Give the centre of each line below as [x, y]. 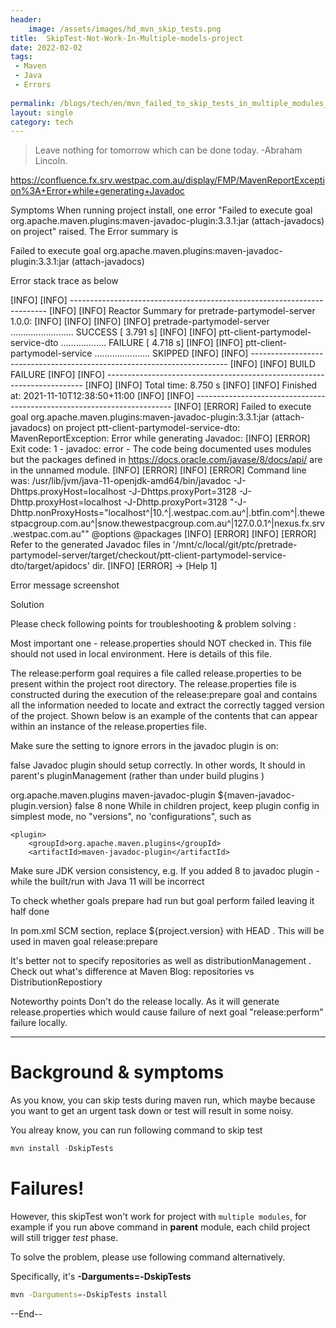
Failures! [47, 1188]
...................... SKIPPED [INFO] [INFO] [171, 353]
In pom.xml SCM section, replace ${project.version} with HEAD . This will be [167, 931]
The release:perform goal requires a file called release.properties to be [156, 673]
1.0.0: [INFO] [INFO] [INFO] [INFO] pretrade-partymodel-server [140, 322]
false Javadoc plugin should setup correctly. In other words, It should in [158, 765]
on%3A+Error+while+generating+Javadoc [97, 191]
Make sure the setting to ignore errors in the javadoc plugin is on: [144, 746]
